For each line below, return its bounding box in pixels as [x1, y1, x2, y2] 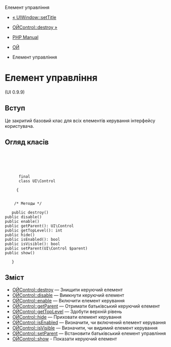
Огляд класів [5, 138, 49, 147]
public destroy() [11, 210, 49, 215]
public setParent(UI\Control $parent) [5, 246, 88, 251]
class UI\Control [18, 178, 56, 184]
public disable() [5, 214, 42, 220]
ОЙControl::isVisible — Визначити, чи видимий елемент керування [12, 325, 158, 331]
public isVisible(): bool [5, 241, 60, 246]
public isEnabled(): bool [5, 237, 60, 242]
